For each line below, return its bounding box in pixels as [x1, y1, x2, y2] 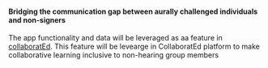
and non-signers [8, 15, 66, 24]
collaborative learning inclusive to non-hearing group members [8, 50, 219, 60]
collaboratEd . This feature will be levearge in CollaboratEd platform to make [8, 41, 261, 52]
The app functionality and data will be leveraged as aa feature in [8, 33, 223, 43]
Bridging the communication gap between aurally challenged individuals [8, 6, 258, 16]
